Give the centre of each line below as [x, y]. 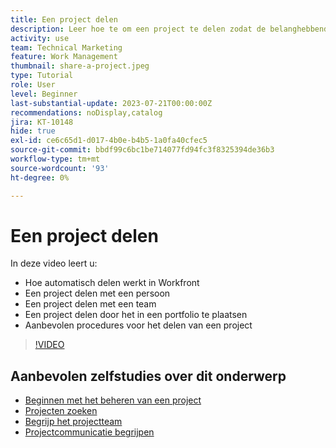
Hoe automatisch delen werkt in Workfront [112, 283]
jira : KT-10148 [42, 122]
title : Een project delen [64, 19]
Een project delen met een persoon [97, 293]
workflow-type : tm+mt [55, 159]
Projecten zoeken [61, 411]
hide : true [33, 131]
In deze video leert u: [54, 263]
